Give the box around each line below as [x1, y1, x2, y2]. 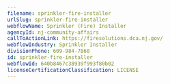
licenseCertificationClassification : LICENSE [7, 66, 139, 73]
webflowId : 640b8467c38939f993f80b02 [7, 60, 115, 67]
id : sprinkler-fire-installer [7, 54, 94, 61]
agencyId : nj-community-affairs [7, 28, 99, 36]
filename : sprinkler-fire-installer [7, 9, 111, 17]
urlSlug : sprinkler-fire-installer [7, 16, 109, 23]
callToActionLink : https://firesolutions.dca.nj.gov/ [7, 35, 164, 42]
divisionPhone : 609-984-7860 [7, 48, 90, 55]
